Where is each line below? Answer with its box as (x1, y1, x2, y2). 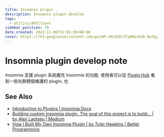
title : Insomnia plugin (5, 7, 54, 12)
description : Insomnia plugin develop (5, 12, 84, 17)
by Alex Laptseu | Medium (12, 116, 65, 122)
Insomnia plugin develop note (5, 56, 128, 66)
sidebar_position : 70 (5, 25, 49, 30)
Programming (12, 126, 40, 132)
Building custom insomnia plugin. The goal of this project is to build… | (12, 111, 154, 117)
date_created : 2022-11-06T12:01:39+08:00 (5, 30, 91, 35)
